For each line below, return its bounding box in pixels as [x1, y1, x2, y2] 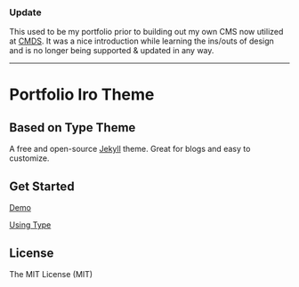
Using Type [9, 219, 52, 230]
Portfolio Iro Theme [9, 84, 155, 105]
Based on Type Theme [9, 120, 136, 135]
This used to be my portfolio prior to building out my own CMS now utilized [9, 27, 284, 37]
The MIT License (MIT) [9, 268, 93, 279]
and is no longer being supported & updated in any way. [9, 45, 214, 56]
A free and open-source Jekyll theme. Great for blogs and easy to [9, 144, 251, 155]
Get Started [9, 179, 75, 194]
